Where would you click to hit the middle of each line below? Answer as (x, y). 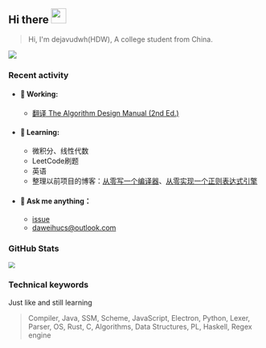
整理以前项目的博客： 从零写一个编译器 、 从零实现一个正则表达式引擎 (145, 181)
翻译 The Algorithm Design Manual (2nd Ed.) (105, 113)
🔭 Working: (39, 94)
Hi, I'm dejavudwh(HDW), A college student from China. (120, 39)
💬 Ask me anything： (55, 201)
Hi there (29, 20)
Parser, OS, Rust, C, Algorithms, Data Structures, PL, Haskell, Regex (140, 326)
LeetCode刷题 (55, 161)
